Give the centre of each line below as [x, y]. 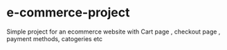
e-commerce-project [68, 13]
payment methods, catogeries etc [55, 38]
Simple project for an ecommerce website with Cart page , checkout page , [113, 32]
